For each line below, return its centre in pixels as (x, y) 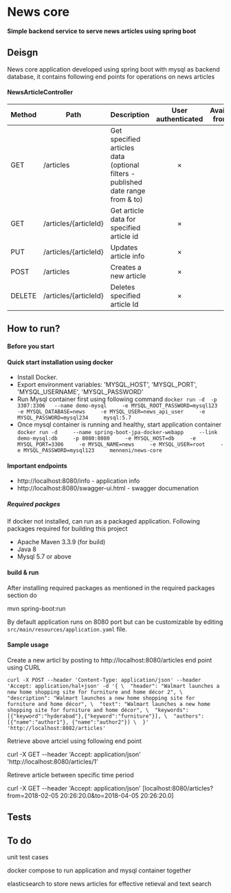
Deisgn (23, 53)
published (126, 182)
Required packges (34, 504)
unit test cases (28, 857)
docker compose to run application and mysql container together (99, 870)
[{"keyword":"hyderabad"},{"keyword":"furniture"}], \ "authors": (106, 716)
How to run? (34, 329)
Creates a (126, 267)
